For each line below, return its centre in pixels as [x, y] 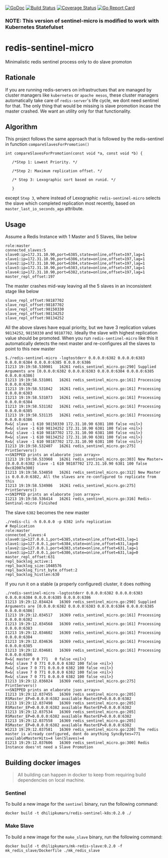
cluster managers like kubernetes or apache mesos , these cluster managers [82, 95]
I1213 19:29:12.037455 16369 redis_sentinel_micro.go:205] [71, 695]
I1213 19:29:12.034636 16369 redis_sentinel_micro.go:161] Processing [83, 642]
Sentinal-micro [21, 503]
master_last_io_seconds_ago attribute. [45, 209]
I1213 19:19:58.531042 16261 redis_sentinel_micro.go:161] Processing [83, 389]
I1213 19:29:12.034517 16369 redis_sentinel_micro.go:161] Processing [83, 615]
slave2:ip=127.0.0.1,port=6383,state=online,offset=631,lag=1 [72, 548]
